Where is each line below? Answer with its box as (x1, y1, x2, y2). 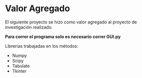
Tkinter (12, 68, 27, 74)
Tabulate (12, 63, 30, 69)
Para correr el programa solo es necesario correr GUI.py (5, 34, 121, 39)
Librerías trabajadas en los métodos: (5, 43, 79, 49)
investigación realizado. (5, 24, 53, 30)
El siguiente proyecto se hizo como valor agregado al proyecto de (5, 19, 137, 25)
